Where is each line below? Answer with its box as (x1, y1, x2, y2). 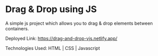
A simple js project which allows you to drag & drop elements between (5, 20, 153, 26)
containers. (5, 25, 29, 31)
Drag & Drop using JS (5, 4, 97, 15)
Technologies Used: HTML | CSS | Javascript (5, 45, 100, 51)
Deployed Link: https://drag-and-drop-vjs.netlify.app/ (5, 35, 118, 41)
